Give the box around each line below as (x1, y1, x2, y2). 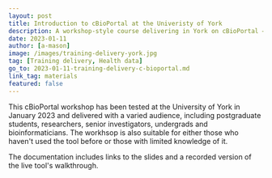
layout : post (8, 11, 53, 20)
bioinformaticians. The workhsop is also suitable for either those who (8, 127, 239, 138)
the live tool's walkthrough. (8, 160, 99, 170)
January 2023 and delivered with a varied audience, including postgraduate (8, 110, 261, 120)
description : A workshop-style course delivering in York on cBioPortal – (8, 27, 266, 35)
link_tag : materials (8, 72, 79, 80)
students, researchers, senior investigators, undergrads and (8, 119, 208, 129)
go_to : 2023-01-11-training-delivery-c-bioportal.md (8, 65, 190, 73)
